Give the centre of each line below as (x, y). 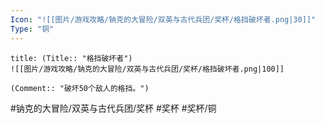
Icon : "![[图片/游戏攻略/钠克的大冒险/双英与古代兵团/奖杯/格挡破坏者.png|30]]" (163, 19)
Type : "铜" (32, 29)
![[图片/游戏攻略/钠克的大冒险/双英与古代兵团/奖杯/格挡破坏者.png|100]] (147, 69)
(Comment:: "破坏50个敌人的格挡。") (80, 88)
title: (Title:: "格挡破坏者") (71, 58)
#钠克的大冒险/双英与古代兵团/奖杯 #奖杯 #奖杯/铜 (113, 108)
